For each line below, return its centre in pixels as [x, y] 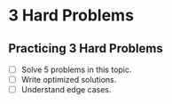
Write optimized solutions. [69, 80]
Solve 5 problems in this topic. [76, 69]
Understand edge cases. [66, 90]
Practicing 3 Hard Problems [86, 48]
